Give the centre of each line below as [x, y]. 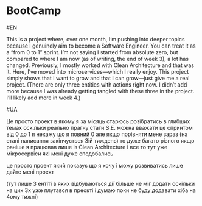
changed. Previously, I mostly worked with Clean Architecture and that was [100, 65]
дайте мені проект [30, 172]
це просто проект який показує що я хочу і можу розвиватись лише [95, 165]
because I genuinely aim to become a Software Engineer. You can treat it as [101, 46]
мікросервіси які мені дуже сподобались [60, 154]
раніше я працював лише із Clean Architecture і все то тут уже [87, 147]
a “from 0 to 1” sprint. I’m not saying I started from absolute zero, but [92, 52]
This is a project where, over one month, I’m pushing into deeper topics [96, 39]
